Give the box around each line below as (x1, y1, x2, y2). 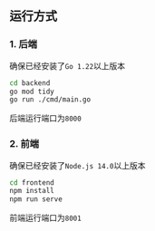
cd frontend (9, 178, 54, 188)
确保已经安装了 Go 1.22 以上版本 (9, 60, 126, 71)
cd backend (9, 78, 51, 88)
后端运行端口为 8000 (9, 112, 82, 124)
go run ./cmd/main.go (9, 95, 92, 104)
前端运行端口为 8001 (9, 212, 82, 224)
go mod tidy (9, 87, 54, 96)
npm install (9, 187, 54, 196)
